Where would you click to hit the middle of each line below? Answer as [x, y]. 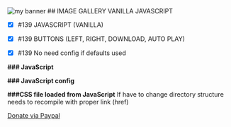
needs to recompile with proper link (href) [68, 102]
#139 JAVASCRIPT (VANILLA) [61, 25]
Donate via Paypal [34, 116]
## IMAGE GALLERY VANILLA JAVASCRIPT [110, 11]
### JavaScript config [41, 81]
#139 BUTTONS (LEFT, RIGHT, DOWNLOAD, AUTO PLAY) [101, 39]
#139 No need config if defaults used [72, 53]
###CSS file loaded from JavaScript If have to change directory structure [116, 95]
